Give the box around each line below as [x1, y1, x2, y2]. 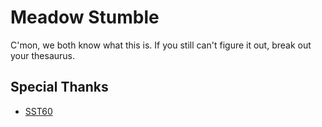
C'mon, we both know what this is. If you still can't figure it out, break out [10, 39, 312, 51]
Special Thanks [10, 79, 109, 96]
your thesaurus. [10, 49, 75, 61]
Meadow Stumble [10, 6, 160, 29]
